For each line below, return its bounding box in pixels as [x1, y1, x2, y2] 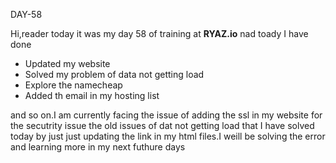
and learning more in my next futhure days [10, 141, 186, 153]
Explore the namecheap [24, 79, 123, 91]
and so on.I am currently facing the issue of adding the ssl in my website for [10, 109, 323, 121]
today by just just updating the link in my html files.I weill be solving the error [10, 130, 326, 142]
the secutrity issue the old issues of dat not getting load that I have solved [10, 120, 315, 131]
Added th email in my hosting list [24, 90, 160, 101]
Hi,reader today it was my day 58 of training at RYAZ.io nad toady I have [10, 28, 309, 39]
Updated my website [24, 58, 111, 69]
